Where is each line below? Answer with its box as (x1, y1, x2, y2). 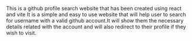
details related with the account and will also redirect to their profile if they (6, 23, 187, 30)
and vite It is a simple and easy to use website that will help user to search (6, 11, 187, 18)
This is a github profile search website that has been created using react (6, 5, 182, 12)
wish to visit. (6, 29, 37, 36)
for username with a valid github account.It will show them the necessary (6, 17, 184, 24)
